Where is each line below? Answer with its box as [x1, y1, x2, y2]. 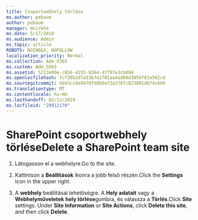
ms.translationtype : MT [6, 86, 65, 92]
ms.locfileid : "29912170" [6, 102, 70, 109]
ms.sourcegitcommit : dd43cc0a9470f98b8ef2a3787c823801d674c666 [6, 81, 166, 87]
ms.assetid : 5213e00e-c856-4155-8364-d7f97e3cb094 [6, 69, 134, 75]
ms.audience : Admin [6, 36, 55, 42]
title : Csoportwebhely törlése [6, 8, 84, 15]
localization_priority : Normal [6, 53, 84, 59]
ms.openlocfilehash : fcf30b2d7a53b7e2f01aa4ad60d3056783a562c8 [6, 75, 166, 81]
